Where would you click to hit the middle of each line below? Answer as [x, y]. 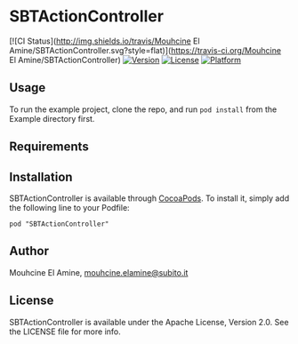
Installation [41, 176]
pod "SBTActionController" [59, 224]
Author [29, 251]
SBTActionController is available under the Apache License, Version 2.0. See [149, 322]
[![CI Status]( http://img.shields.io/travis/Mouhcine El [105, 41]
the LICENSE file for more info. [65, 332]
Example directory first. [52, 118]
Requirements [49, 147]
